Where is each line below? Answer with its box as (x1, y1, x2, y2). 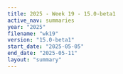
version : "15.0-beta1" (7, 37, 75, 44)
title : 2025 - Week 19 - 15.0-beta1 (7, 10, 116, 18)
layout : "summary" (7, 56, 62, 63)
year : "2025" (7, 23, 46, 30)
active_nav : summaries (7, 17, 75, 24)
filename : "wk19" (7, 30, 59, 37)
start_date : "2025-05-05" (7, 43, 84, 50)
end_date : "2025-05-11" (7, 50, 78, 57)
